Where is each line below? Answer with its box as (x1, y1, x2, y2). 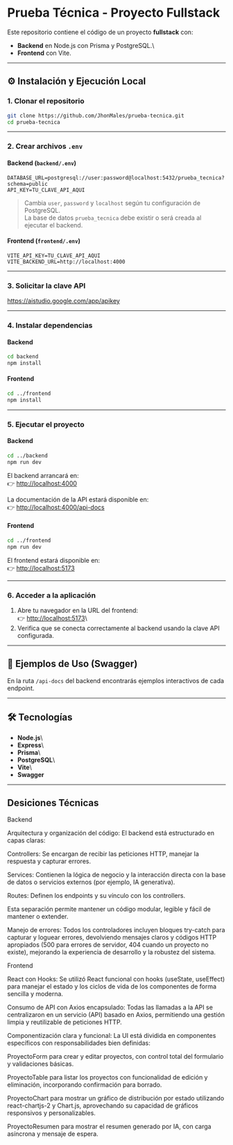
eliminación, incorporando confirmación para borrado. (7, 1080, 162, 1089)
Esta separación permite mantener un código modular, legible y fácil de (7, 905, 212, 913)
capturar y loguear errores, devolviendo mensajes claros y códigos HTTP (7, 934, 217, 942)
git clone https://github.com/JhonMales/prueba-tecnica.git (7, 112, 185, 119)
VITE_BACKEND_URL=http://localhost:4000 (7, 258, 126, 265)
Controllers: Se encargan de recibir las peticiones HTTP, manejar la (7, 850, 200, 858)
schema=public (7, 180, 49, 187)
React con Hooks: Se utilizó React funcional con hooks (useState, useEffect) (7, 975, 225, 984)
